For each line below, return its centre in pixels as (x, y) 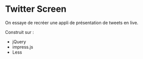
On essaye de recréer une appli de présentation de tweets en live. (72, 23)
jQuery (19, 42)
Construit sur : (20, 32)
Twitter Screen (36, 9)
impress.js (23, 47)
